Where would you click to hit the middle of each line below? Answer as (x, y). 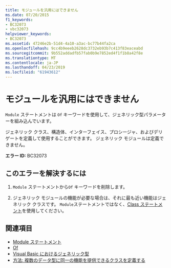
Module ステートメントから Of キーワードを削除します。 (70, 187)
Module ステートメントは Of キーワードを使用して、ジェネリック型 (74, 114)
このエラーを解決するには (46, 174)
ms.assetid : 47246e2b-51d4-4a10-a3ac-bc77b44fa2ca (60, 44)
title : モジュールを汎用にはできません (42, 10)
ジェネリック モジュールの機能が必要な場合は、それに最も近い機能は (85, 198)
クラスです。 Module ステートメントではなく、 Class (85, 204)
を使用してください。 (44, 210)
